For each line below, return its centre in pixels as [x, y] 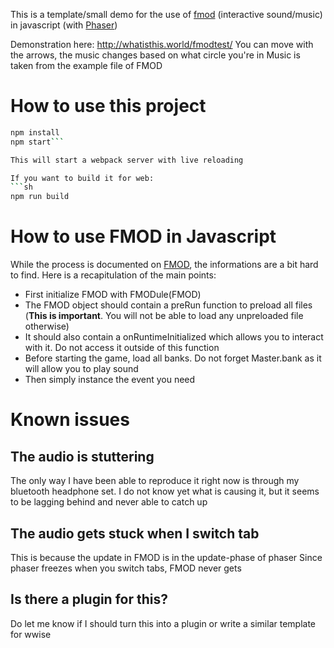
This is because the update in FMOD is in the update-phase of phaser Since [166, 557]
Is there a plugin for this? [89, 599]
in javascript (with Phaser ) [64, 25]
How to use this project [108, 106]
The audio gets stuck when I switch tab [135, 533]
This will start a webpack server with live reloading [127, 160]
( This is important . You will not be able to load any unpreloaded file [164, 316]
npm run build [40, 197]
